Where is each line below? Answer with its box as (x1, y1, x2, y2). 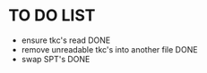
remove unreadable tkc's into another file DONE (21, 44, 198, 54)
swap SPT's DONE (21, 53, 91, 64)
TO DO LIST (8, 5, 96, 26)
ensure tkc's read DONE (21, 35, 111, 45)
